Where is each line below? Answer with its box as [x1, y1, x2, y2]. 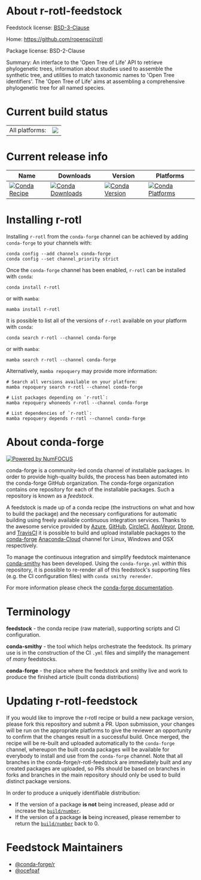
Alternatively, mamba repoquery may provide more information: [6, 367, 157, 374]
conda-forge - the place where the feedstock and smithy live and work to [6, 667, 188, 674]
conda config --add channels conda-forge [6, 250, 111, 256]
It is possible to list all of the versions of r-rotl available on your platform [6, 317, 187, 324]
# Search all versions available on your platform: [6, 378, 138, 385]
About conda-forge [6, 435, 104, 449]
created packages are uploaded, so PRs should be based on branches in [6, 765, 185, 772]
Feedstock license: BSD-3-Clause [6, 24, 90, 31]
